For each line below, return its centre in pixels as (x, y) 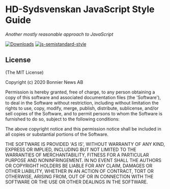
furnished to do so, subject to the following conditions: (62, 119)
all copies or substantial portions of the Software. (57, 134)
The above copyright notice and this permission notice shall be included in (83, 129)
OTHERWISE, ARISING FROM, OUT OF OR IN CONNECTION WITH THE (79, 176)
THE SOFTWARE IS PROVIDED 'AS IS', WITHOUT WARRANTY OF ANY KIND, (85, 144)
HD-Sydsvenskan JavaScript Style (80, 9)
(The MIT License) (25, 72)
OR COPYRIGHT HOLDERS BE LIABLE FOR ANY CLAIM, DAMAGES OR (79, 166)
